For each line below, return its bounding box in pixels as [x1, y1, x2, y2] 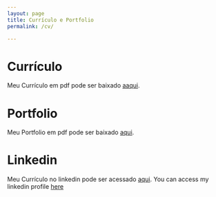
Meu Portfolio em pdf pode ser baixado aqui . [7, 128, 135, 136]
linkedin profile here [7, 183, 64, 191]
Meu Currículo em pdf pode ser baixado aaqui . [7, 81, 140, 90]
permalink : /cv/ [7, 23, 54, 30]
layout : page [7, 10, 45, 17]
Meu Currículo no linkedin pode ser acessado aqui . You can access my [7, 175, 209, 183]
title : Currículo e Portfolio [7, 17, 95, 23]
